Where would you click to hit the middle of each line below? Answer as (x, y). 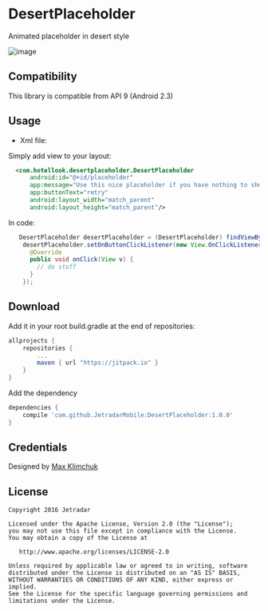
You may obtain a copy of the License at (78, 538)
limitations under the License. (62, 601)
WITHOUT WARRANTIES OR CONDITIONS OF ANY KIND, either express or (121, 580)
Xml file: (33, 140)
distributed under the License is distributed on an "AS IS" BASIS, (124, 573)
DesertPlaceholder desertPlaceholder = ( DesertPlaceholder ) (121, 237)
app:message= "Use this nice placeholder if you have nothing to (138, 185)
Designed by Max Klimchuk (53, 466)
